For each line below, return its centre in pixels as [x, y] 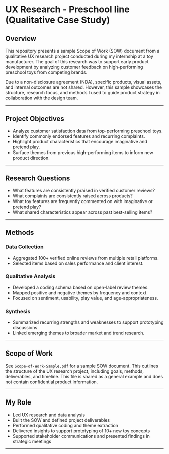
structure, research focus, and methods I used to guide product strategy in [82, 93]
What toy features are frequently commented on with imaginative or [83, 201]
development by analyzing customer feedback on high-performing [74, 67]
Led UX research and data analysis [49, 415]
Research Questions [38, 179]
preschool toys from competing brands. [46, 72]
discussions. [25, 327]
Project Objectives [35, 119]
